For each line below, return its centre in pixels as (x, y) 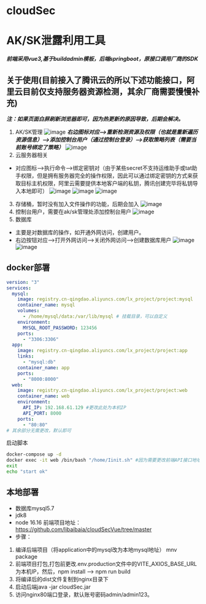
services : (19, 288)
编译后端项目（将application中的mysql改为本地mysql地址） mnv (96, 549)
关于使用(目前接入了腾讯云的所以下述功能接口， (97, 80)
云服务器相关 (31, 155)
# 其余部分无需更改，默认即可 (39, 430)
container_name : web (44, 396)
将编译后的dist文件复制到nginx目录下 (62, 579)
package (26, 556)
